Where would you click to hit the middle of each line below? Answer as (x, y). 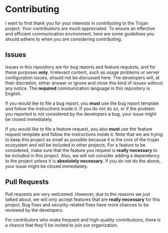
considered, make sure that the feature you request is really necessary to (81, 150)
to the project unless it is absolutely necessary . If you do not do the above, (83, 161)
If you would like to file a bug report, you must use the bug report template (82, 103)
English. (13, 93)
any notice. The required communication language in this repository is (77, 88)
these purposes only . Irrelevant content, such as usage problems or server (82, 72)
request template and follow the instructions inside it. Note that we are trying (84, 134)
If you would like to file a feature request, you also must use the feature (79, 129)
